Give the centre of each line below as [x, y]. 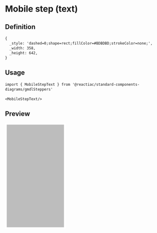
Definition [20, 27]
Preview [18, 114]
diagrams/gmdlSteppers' [29, 89]
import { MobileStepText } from [38, 84]
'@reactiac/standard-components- [106, 84]
